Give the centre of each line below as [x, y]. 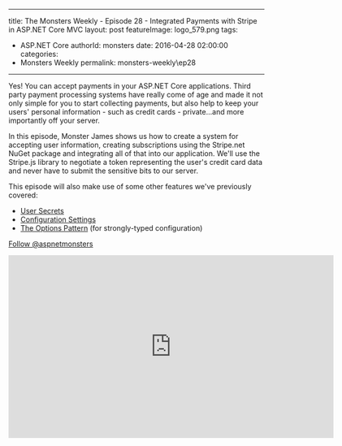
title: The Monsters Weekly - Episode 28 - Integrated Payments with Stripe [133, 21]
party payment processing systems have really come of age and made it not [136, 95]
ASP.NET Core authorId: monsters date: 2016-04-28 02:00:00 [124, 45]
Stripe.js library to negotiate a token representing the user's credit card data [135, 162]
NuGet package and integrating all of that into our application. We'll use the [134, 154]
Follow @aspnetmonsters [51, 244]
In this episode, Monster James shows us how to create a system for [123, 136]
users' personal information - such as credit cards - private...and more [126, 112]
